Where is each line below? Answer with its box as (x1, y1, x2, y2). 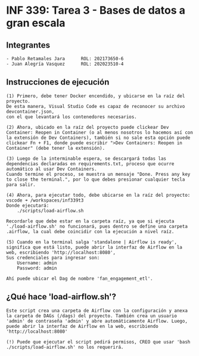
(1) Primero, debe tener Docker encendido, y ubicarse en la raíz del (6, 93, 185, 99)
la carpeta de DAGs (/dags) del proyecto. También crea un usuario (6, 312, 178, 319)
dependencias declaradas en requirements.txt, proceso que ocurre (6, 160, 175, 167)
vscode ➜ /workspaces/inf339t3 (6, 197, 84, 203)
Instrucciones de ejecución (6, 77, 110, 87)
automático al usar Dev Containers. (6, 166, 97, 172)
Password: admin (17, 265, 58, 271)
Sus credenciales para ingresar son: (6, 255, 100, 261)
